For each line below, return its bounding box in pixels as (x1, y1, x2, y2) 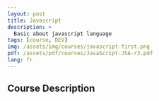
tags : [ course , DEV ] (7, 37, 69, 44)
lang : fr (7, 57, 33, 64)
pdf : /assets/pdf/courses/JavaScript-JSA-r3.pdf (7, 50, 153, 57)
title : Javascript (7, 17, 61, 24)
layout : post (7, 10, 46, 18)
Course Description (7, 83, 95, 95)
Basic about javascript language (13, 30, 112, 37)
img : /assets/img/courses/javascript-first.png (7, 43, 151, 50)
